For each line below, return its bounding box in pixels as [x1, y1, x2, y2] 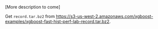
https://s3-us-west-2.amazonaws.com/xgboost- [56, 14, 153, 19]
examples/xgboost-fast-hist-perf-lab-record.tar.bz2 [5, 19, 110, 24]
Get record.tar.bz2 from [5, 14, 55, 19]
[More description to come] [5, 4, 60, 10]
